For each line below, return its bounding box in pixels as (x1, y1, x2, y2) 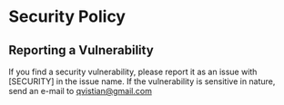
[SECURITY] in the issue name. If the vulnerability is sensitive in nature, (8, 76, 276, 87)
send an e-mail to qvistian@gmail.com (8, 86, 152, 96)
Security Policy (8, 6, 127, 27)
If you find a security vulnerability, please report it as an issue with (8, 66, 258, 77)
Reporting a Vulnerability (8, 43, 154, 58)
